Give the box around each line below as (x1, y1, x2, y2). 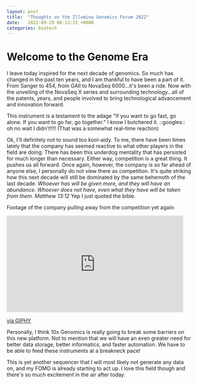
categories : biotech (6, 25, 58, 31)
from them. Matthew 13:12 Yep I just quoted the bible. (6, 192, 136, 200)
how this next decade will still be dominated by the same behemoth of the (6, 174, 186, 181)
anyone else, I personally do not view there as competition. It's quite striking (6, 168, 192, 175)
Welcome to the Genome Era (6, 51, 149, 64)
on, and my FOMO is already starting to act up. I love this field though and (6, 365, 186, 372)
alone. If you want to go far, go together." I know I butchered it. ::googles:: (6, 119, 185, 126)
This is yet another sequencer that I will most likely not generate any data (6, 359, 184, 366)
